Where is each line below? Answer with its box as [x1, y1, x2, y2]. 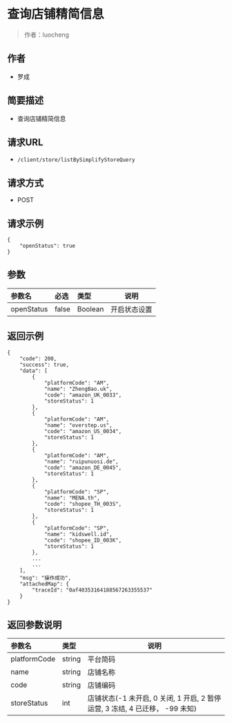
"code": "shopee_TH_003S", [43, 500, 122, 507]
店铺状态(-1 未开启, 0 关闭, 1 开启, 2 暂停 [87, 693, 222, 703]
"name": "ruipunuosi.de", [43, 458, 119, 465]
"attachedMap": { [19, 580, 70, 587]
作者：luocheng [23, 30, 70, 39]
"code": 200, [19, 355, 57, 362]
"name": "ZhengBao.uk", [43, 385, 113, 392]
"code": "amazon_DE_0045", [43, 464, 122, 471]
